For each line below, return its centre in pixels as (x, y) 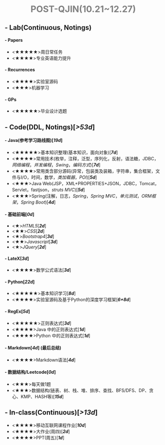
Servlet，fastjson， (32, 190)
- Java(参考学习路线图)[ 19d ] (34, 140)
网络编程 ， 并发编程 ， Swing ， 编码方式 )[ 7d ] (56, 165)
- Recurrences (20, 70)
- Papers (14, 40)
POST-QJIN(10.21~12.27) (83, 9)
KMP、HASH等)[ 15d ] (42, 396)
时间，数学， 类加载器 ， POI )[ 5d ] (64, 177)
